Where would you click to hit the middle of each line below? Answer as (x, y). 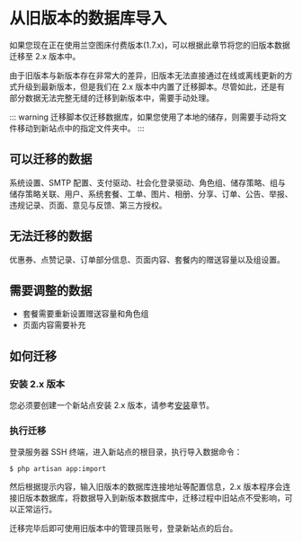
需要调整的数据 (51, 290)
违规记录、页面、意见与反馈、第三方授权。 (88, 205)
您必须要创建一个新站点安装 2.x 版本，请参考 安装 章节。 (112, 405)
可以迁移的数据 (51, 160)
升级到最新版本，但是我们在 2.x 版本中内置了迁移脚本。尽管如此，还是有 (151, 86)
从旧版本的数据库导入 (89, 18)
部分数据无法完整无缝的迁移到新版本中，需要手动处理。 (111, 98)
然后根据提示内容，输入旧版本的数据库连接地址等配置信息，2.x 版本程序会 (146, 487)
